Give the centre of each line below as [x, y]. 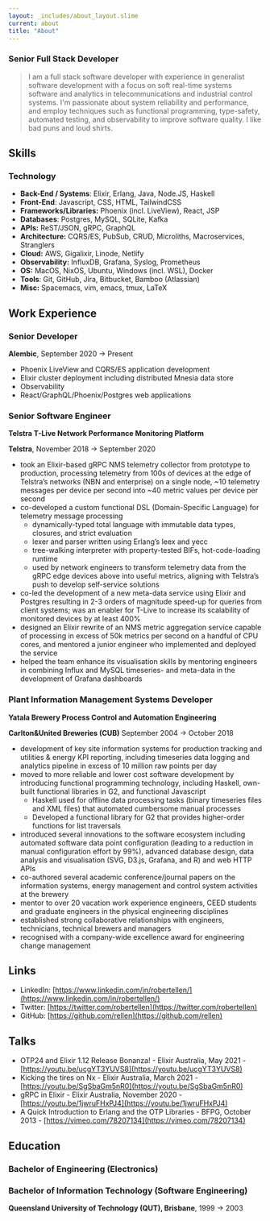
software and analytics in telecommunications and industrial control [140, 93]
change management [55, 945]
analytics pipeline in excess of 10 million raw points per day [118, 766]
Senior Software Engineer [60, 416]
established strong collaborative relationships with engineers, [122, 920]
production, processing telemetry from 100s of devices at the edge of [135, 473]
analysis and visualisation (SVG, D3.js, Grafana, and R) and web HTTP [136, 860]
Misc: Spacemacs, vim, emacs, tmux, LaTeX [93, 288]
